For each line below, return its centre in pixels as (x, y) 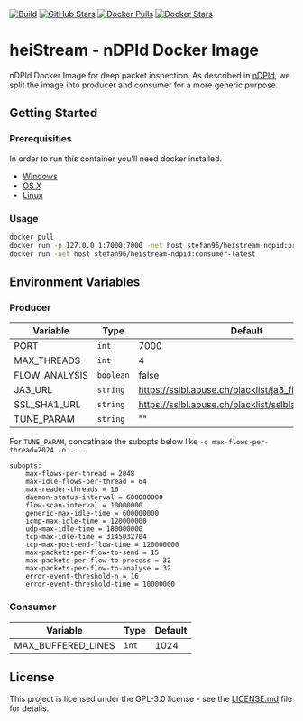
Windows (40, 176)
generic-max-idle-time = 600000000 (92, 514)
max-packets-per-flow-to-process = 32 (98, 561)
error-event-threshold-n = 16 (83, 577)
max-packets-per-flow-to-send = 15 (92, 553)
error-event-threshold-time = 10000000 (101, 584)
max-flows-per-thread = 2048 (80, 474)
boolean (113, 375)
